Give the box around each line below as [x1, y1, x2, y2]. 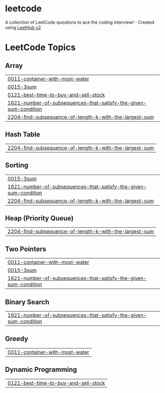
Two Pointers [5, 245, 47, 253]
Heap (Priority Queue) [5, 214, 74, 222]
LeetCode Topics [5, 42, 76, 53]
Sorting [5, 161, 28, 170]
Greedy [5, 335, 28, 343]
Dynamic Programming [5, 365, 77, 374]
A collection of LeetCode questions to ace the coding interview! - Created [5, 19, 155, 25]
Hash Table [5, 130, 40, 139]
